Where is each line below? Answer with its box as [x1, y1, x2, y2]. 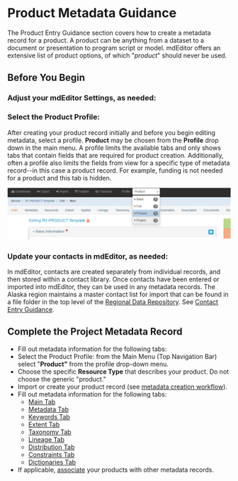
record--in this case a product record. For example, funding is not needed [7, 166, 223, 175]
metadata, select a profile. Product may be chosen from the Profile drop [7, 136, 219, 144]
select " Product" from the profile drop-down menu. [17, 360, 169, 368]
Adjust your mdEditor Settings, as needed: [7, 93, 157, 103]
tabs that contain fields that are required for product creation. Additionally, [7, 151, 225, 159]
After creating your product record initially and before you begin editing [7, 128, 216, 136]
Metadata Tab [28, 405, 69, 414]
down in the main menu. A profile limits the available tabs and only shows [7, 144, 222, 152]
